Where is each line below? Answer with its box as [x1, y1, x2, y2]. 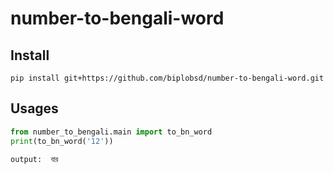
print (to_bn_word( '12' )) [10, 136, 114, 146]
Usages [10, 100, 59, 117]
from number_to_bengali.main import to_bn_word [10, 127, 213, 137]
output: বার [10, 154, 59, 164]
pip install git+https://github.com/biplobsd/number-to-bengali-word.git [10, 73, 325, 83]
